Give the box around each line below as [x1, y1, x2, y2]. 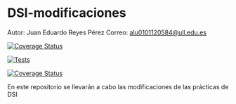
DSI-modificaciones [7, 5, 126, 21]
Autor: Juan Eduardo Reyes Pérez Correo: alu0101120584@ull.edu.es [7, 28, 207, 37]
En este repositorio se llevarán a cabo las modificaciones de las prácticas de [7, 82, 229, 91]
